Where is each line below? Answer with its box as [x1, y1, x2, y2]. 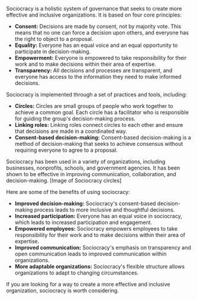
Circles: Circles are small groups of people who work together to [14, 103, 173, 109]
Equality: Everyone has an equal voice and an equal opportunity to [14, 42, 178, 49]
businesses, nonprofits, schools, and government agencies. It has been [6, 164, 180, 171]
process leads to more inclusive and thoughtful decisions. [34, 206, 175, 213]
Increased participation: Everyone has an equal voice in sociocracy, [14, 213, 182, 219]
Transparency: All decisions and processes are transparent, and [14, 67, 173, 74]
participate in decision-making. [14, 48, 91, 55]
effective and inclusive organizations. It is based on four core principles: [6, 11, 182, 18]
